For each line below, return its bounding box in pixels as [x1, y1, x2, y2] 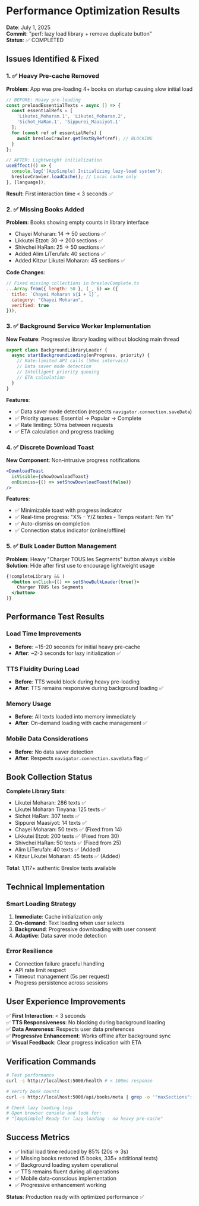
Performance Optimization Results [6, 4, 181, 18]
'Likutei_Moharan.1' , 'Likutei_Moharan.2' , [17, 113, 127, 119]
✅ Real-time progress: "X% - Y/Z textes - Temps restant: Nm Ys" [14, 514, 174, 521]
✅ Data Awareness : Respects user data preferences [6, 1025, 135, 1033]
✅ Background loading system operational [14, 1161, 119, 1168]
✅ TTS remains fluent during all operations [14, 1168, 119, 1175]
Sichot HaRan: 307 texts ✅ [14, 812, 80, 820]
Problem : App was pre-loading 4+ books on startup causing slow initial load [6, 85, 193, 93]
